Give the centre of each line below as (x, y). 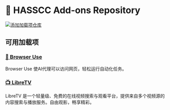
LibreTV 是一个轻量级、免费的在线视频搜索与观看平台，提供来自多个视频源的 (85, 96)
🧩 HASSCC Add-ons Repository (73, 10)
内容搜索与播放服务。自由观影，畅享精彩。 (50, 102)
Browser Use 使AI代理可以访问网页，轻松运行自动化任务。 (66, 69)
